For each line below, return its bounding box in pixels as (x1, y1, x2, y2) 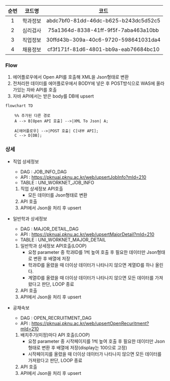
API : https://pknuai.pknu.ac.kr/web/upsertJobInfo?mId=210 (20, 174, 147, 180)
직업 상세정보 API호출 (20, 185, 63, 192)
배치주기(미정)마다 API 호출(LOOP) (20, 331, 90, 338)
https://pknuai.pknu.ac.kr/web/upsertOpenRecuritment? (31, 320, 149, 326)
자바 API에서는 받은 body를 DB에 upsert (12, 93, 94, 99)
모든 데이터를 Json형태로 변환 (28, 192, 88, 198)
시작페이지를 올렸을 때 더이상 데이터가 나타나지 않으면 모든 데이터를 (28, 351, 162, 357)
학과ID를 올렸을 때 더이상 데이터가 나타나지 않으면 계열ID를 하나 (28, 261, 154, 268)
